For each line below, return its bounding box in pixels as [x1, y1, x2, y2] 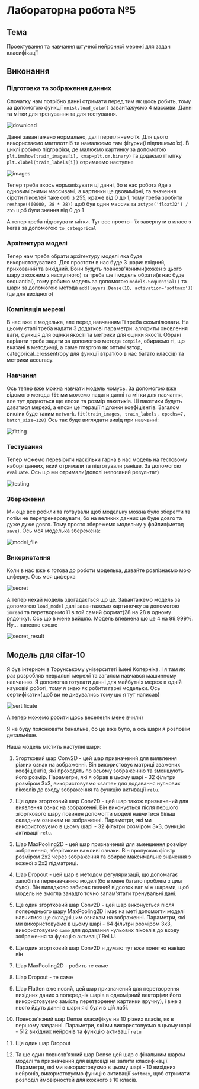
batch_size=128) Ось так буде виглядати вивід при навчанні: [7, 416, 159, 423]
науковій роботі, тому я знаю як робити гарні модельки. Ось [7, 685, 161, 692]
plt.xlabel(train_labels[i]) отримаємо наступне [7, 158, 134, 165]
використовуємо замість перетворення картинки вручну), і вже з [15, 998, 182, 1005]
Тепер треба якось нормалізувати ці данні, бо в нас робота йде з [7, 181, 172, 189]
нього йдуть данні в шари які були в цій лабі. [15, 1004, 129, 1011]
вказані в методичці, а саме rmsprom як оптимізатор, [7, 344, 143, 351]
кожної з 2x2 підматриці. [15, 860, 79, 867]
